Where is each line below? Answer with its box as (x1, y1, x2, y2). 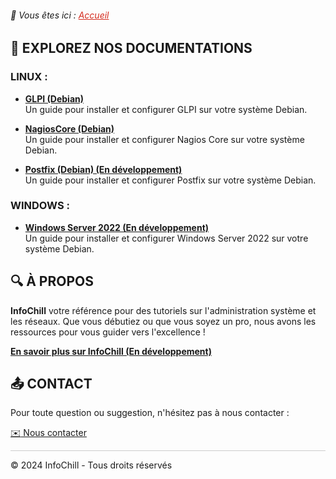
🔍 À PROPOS (10, 273, 94, 290)
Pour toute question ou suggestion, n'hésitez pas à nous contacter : (10, 407, 290, 419)
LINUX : (10, 70, 48, 84)
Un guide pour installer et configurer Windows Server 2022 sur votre (24, 232, 309, 244)
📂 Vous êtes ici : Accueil (10, 9, 110, 21)
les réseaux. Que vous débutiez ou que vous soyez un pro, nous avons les (10, 315, 317, 327)
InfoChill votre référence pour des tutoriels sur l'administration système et (10, 304, 317, 316)
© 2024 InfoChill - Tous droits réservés (10, 459, 173, 471)
